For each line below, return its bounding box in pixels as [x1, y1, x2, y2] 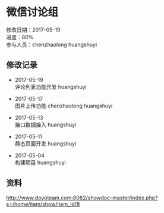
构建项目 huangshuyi [14, 158, 67, 166]
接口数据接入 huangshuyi [14, 121, 77, 128]
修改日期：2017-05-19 [6, 26, 61, 33]
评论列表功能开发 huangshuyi [14, 83, 87, 90]
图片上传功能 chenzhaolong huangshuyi [14, 102, 113, 109]
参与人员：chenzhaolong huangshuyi [6, 41, 97, 48]
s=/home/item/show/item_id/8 [6, 200, 80, 208]
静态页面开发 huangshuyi [14, 140, 77, 147]
